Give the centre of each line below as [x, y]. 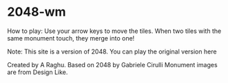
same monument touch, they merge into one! [71, 38]
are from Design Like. [38, 72]
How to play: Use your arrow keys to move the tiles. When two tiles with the [114, 31]
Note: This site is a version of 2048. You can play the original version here [112, 51]
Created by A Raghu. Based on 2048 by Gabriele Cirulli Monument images [113, 64]
